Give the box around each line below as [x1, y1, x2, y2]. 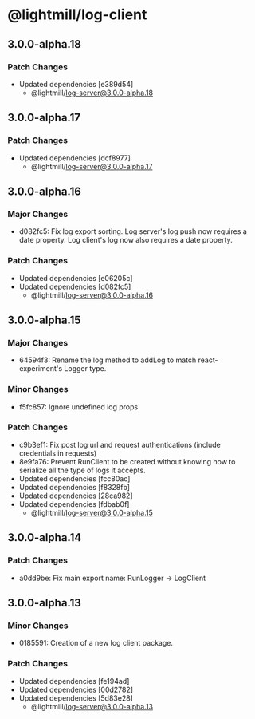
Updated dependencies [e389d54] [18, 79, 134, 89]
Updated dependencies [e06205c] [18, 273, 133, 282]
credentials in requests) [18, 448, 97, 458]
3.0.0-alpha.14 [7, 531, 82, 544]
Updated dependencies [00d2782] [18, 685, 133, 694]
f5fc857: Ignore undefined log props [18, 401, 139, 412]
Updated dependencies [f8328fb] [18, 482, 131, 492]
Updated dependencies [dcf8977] [18, 153, 131, 163]
